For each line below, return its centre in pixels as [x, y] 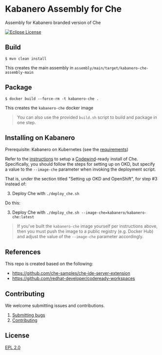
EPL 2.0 [13, 347]
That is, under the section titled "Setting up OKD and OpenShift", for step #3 [81, 179]
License [17, 336]
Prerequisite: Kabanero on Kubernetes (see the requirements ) [67, 150]
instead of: [16, 184]
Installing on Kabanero [40, 138]
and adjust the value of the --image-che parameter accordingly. [80, 237]
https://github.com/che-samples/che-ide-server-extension [71, 273]
